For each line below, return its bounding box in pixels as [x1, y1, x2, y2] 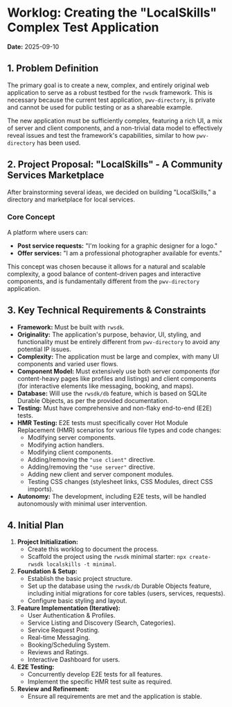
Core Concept [7, 213, 55, 222]
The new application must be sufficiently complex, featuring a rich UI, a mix [7, 116, 223, 125]
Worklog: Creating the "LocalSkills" [7, 5, 217, 21]
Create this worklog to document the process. [27, 545, 159, 553]
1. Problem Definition [7, 62, 99, 74]
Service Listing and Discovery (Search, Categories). [27, 618, 176, 627]
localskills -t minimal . [46, 560, 117, 569]
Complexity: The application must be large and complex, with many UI [17, 352, 220, 361]
